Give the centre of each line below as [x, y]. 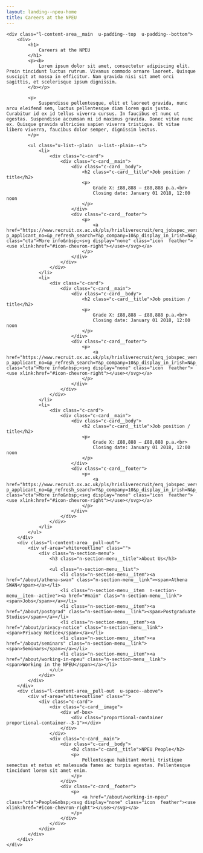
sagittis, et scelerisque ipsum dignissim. [62, 82]
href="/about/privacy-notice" [44, 627]
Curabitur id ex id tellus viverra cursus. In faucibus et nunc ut [93, 114]
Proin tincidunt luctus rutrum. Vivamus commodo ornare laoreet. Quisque [101, 71]
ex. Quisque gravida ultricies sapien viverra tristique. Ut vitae [93, 124]
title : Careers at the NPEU [42, 18]
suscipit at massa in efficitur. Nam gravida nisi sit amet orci [90, 76]
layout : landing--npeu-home [42, 12]
